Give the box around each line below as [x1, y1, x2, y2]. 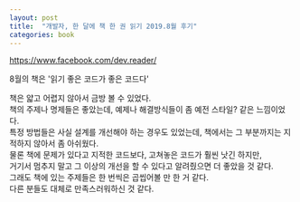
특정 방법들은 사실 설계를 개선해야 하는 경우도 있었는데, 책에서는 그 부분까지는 [9, 127, 282, 138]
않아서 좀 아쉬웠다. [33, 138, 99, 149]
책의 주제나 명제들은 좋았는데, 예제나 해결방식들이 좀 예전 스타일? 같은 [9, 104, 255, 115]
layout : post [9, 13, 59, 23]
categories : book [9, 30, 75, 39]
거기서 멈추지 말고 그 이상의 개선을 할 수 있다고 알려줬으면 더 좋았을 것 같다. [9, 160, 274, 172]
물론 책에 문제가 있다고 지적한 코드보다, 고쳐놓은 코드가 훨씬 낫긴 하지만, [9, 149, 262, 160]
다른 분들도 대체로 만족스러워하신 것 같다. [9, 183, 155, 195]
